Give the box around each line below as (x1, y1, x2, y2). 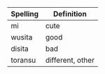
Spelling (10, 9, 39, 18)
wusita (10, 32, 33, 42)
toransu (10, 56, 36, 65)
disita (10, 44, 29, 54)
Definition (52, 9, 87, 18)
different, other (45, 56, 94, 65)
